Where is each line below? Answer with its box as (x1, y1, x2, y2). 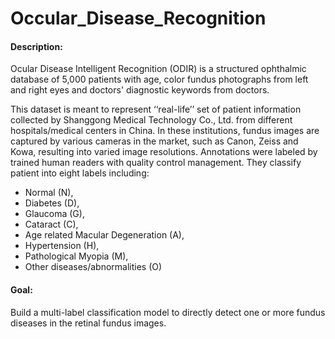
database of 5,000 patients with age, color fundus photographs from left (10, 73, 309, 86)
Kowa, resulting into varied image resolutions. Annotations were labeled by (10, 146, 318, 158)
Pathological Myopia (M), (24, 250, 129, 262)
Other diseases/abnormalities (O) (24, 261, 163, 273)
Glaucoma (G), (24, 208, 85, 220)
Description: (10, 40, 63, 52)
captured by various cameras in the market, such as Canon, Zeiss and (10, 135, 299, 147)
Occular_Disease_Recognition (10, 7, 267, 30)
